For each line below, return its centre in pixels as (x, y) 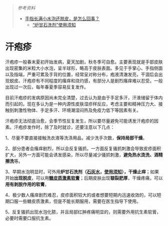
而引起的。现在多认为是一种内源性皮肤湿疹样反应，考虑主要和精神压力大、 (82, 104)
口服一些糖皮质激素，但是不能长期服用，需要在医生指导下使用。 (75, 201)
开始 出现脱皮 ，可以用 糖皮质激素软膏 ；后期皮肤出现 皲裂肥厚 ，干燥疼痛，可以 (84, 178)
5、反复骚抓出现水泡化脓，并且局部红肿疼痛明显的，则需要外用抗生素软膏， (83, 212)
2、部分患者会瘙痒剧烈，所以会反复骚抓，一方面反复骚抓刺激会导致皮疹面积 (83, 148)
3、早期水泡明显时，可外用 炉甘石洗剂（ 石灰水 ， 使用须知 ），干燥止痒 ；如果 (82, 172)
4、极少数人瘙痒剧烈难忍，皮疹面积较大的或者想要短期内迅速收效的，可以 (81, 195)
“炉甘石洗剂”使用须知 (54, 25)
